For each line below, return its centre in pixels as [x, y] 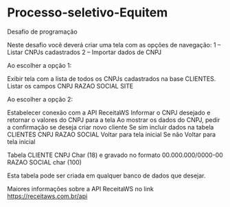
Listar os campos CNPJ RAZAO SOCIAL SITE [70, 86]
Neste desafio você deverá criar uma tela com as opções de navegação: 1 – [114, 45]
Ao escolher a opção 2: [40, 99]
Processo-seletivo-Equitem [88, 13]
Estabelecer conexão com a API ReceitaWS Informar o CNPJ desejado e [109, 112]
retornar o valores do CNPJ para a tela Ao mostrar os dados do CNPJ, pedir [114, 120]
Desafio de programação [42, 32]
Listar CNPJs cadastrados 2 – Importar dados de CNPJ [84, 52]
